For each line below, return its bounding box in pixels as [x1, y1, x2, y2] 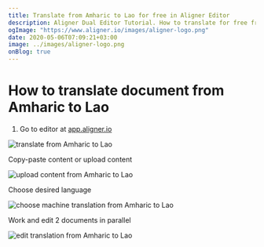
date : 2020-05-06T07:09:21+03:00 [8, 33, 118, 42]
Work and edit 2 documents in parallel [8, 215, 131, 224]
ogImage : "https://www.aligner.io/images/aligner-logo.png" [8, 26, 210, 34]
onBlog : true [8, 48, 51, 56]
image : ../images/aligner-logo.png [8, 41, 125, 49]
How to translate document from [8, 82, 225, 100]
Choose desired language [8, 185, 92, 194]
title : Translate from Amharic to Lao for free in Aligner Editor [8, 11, 230, 20]
